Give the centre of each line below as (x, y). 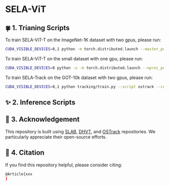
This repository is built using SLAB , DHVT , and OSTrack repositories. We (80, 131)
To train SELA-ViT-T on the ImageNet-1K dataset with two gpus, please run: (83, 40)
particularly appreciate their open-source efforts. (56, 137)
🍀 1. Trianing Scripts (37, 28)
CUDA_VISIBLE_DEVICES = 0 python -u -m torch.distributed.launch (73, 68)
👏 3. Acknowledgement (43, 119)
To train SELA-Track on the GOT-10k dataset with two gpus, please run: (79, 77)
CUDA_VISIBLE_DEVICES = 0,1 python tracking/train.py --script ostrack (80, 86)
